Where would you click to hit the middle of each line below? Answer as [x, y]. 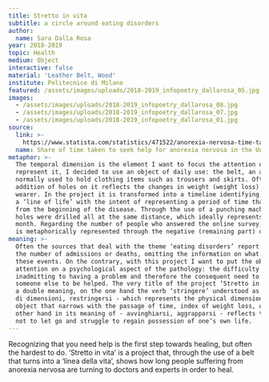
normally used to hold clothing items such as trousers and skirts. [132, 180]
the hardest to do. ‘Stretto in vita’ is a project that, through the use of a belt [131, 352]
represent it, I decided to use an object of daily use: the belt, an [136, 172]
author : [21, 30]
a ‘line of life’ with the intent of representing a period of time [132, 202]
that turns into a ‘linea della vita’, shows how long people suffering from [126, 360]
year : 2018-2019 [35, 46]
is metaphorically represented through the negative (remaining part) [136, 232]
